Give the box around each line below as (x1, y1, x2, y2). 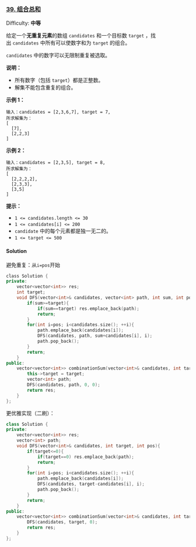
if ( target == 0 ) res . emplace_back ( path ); (37, 454, 134, 460)
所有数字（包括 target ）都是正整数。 (14, 77, 104, 84)
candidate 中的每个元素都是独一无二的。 (14, 227, 112, 235)
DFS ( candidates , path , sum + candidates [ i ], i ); (37, 333, 153, 339)
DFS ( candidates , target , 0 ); (27, 519, 98, 525)
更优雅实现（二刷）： (6, 409, 55, 416)
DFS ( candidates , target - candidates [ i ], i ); (37, 481, 145, 487)
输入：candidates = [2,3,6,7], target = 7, (6, 110, 111, 115)
